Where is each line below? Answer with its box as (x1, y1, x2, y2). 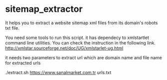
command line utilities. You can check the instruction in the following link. (5, 40, 156, 45)
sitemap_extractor (5, 3, 83, 15)
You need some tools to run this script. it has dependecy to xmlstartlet (5, 35, 150, 40)
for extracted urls (5, 60, 41, 66)
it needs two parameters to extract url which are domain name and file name (5, 54, 162, 60)
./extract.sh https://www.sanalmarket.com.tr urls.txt (5, 69, 112, 75)
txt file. (5, 25, 20, 31)
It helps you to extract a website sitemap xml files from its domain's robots (5, 20, 158, 26)
